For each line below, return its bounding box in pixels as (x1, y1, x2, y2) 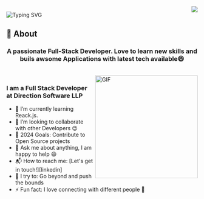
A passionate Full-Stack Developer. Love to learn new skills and (7, 47, 197, 55)
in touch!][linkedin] (15, 166, 63, 173)
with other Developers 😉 (15, 124, 78, 131)
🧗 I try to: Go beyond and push (15, 172, 92, 180)
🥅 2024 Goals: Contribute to (15, 131, 86, 138)
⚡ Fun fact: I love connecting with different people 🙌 (15, 186, 145, 193)
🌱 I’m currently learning (15, 105, 74, 112)
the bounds (15, 179, 44, 186)
